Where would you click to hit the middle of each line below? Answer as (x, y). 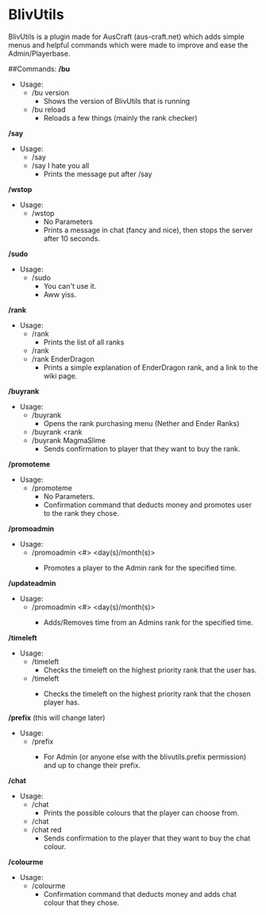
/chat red (46, 829)
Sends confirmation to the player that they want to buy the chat (147, 838)
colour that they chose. (81, 902)
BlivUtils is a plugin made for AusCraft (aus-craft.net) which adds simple (126, 37)
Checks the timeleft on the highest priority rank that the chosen (147, 694)
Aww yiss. (60, 294)
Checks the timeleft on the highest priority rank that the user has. (150, 670)
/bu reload (48, 110)
